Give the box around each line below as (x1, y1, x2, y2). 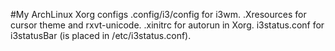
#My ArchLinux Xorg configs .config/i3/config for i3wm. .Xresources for (10, 9, 307, 20)
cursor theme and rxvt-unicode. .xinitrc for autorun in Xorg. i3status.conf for (10, 19, 325, 31)
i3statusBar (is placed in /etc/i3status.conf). (10, 30, 192, 41)
